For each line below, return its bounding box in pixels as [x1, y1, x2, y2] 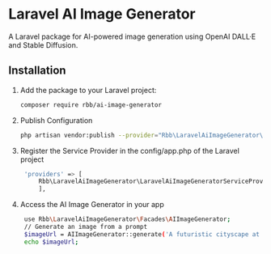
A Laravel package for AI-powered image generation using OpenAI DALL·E [8, 32, 256, 41]
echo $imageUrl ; [23, 238, 79, 246]
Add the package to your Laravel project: [19, 85, 157, 95]
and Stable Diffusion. [8, 40, 78, 49]
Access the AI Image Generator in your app [19, 200, 164, 210]
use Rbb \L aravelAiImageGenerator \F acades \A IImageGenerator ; [23, 215, 231, 223]
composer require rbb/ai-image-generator [19, 100, 162, 109]
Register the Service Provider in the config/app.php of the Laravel [19, 146, 240, 155]
